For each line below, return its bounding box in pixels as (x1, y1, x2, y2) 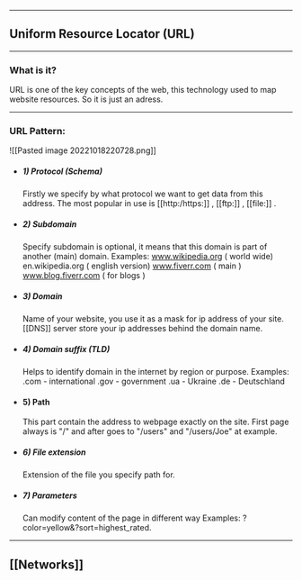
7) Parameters (22, 490, 78, 501)
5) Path (22, 396, 50, 407)
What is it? (9, 64, 57, 77)
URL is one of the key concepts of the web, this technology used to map (9, 85, 277, 95)
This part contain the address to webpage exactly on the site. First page (22, 416, 289, 428)
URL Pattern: (9, 125, 66, 138)
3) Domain (22, 290, 63, 302)
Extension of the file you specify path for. (22, 469, 175, 480)
